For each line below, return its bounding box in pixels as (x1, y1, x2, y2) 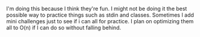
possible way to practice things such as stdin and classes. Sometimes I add (6, 11, 195, 18)
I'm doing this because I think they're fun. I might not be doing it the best (6, 5, 187, 12)
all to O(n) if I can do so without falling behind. (6, 24, 121, 31)
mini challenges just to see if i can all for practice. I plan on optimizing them (6, 18, 194, 24)
